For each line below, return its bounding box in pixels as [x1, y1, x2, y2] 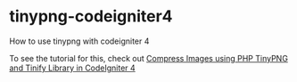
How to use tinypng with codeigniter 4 [9, 36, 150, 46]
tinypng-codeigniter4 [9, 6, 173, 27]
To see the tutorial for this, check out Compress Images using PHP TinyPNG [9, 53, 288, 63]
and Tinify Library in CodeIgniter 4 [9, 62, 136, 73]
